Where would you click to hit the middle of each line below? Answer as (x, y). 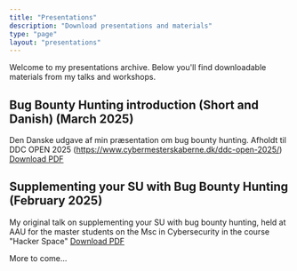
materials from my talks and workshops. (83, 77)
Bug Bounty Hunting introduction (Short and (134, 104)
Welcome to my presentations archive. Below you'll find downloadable (138, 68)
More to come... (38, 258)
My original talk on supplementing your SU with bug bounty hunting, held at (148, 222)
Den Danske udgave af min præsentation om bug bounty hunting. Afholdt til (148, 140)
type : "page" (33, 34)
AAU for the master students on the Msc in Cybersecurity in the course (139, 231)
